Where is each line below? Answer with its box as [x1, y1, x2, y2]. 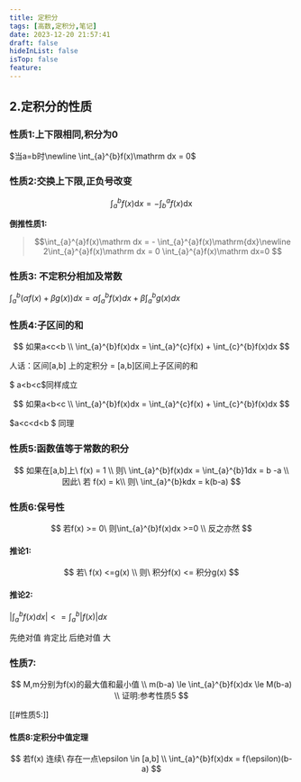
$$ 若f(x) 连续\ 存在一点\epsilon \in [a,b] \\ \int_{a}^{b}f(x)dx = [10, 753, 241, 764]
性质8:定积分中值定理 [9, 732, 88, 742]
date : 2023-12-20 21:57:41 [9, 30, 111, 39]
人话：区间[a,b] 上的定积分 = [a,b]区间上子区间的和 [9, 360, 198, 371]
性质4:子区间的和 [9, 319, 84, 332]
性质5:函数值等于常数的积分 [9, 442, 129, 455]
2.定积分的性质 [9, 99, 93, 114]
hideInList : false [9, 47, 78, 56]
